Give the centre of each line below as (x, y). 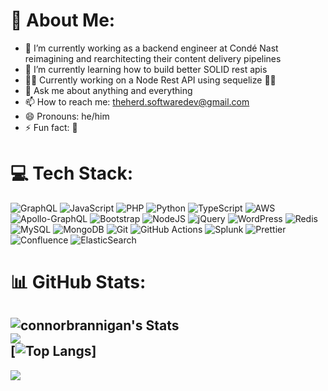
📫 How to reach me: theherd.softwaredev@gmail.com (137, 101)
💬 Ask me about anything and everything (108, 90)
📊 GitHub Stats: (78, 282)
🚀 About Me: (63, 20)
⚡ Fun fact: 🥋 (51, 127)
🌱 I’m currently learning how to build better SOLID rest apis (146, 69)
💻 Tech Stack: (72, 173)
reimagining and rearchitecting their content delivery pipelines (153, 58)
